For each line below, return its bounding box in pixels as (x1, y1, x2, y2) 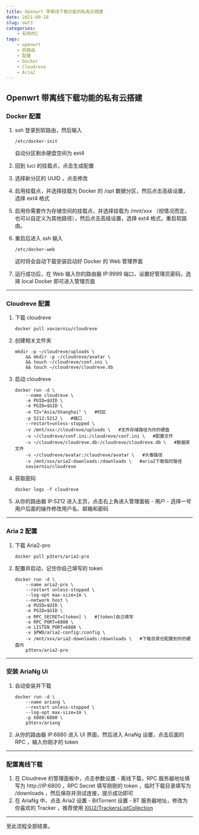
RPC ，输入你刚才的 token (14, 738, 79, 746)
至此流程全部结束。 (6, 823, 53, 830)
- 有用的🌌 (17, 31, 38, 37)
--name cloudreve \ (25, 392, 74, 399)
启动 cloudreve (14, 376, 52, 383)
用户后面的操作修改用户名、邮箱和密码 (14, 505, 108, 513)
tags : (6, 36, 20, 42)
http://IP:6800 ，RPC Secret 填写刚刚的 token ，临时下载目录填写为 (26, 782, 191, 789)
